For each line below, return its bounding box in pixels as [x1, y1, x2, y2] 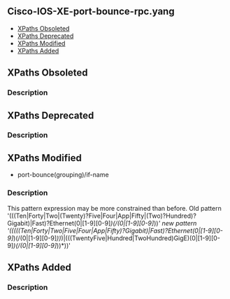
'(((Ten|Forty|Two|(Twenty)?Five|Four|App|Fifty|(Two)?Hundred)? [7, 211, 197, 220]
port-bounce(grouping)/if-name [17, 171, 110, 179]
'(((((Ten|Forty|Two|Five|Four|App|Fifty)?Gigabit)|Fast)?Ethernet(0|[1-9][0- [7, 226, 224, 235]
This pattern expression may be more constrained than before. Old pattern [7, 204, 222, 212]
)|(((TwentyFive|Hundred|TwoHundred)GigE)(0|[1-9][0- [61, 234, 220, 242]
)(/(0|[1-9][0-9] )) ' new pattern [110, 218, 197, 227]
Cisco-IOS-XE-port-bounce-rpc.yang [7, 6, 175, 18]
